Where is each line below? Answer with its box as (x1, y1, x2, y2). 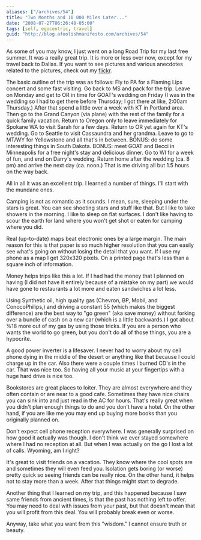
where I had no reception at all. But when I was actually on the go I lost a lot (6, 441, 193, 448)
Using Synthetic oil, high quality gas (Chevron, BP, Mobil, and (6, 297, 158, 304)
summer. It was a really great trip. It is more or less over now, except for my (6, 54, 193, 61)
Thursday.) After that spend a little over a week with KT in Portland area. (6, 104, 185, 111)
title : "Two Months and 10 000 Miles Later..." (6, 14, 128, 20)
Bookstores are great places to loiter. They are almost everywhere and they (6, 384, 193, 391)
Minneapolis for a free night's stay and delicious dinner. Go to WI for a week (6, 149, 194, 157)
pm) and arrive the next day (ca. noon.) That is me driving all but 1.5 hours (6, 162, 189, 169)
